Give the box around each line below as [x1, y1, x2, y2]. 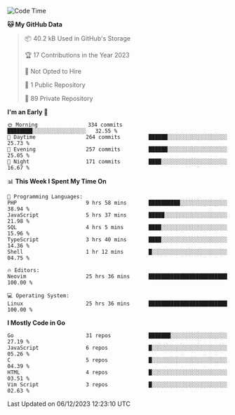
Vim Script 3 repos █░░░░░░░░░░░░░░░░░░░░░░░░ [7, 381, 228, 388]
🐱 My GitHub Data [7, 20, 63, 28]
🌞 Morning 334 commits [7, 121, 123, 128]
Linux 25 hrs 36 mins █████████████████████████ [7, 300, 228, 307]
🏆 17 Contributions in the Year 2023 [24, 51, 130, 59]
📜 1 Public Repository [24, 81, 86, 89]
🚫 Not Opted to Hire [24, 67, 82, 75]
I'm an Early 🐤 [7, 108, 48, 116]
